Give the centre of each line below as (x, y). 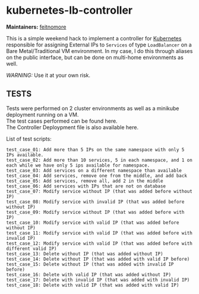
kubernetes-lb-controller (69, 10)
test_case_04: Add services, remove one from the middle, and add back (97, 176)
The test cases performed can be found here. (62, 121)
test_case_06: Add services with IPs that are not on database (86, 186)
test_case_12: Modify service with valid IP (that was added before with (99, 243)
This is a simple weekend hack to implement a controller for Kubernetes (94, 38)
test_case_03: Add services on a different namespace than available (94, 170)
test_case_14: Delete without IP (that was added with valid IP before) (98, 259)
